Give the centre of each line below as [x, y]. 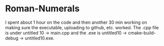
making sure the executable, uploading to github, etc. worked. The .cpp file [82, 27]
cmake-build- [142, 33]
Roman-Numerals [42, 9]
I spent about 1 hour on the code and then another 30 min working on [76, 22]
